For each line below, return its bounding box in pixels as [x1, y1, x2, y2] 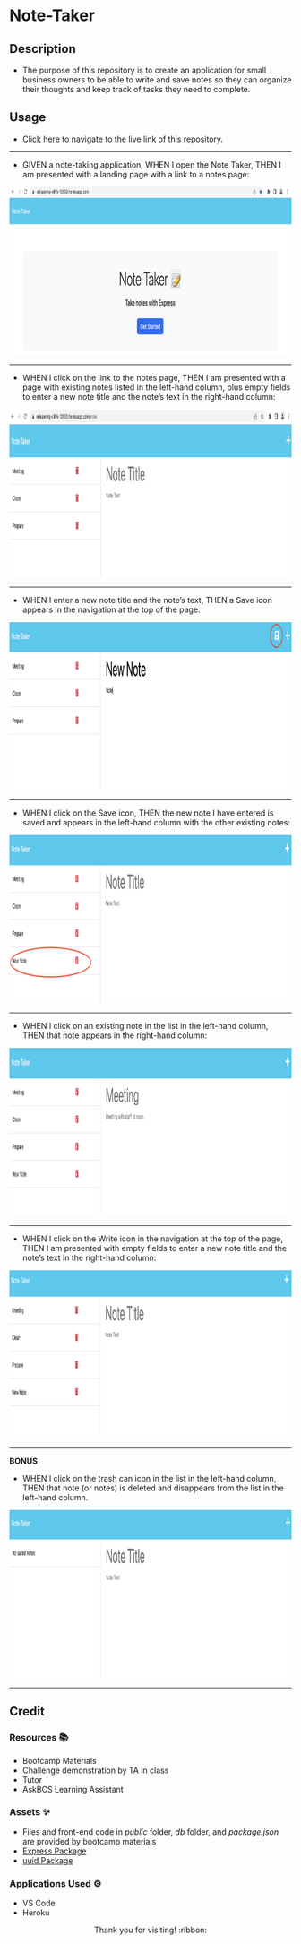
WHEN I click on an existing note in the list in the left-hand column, [21, 1020, 269, 1031]
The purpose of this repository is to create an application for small [21, 65, 267, 75]
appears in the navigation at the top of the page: [21, 604, 201, 615]
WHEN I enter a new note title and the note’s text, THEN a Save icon [21, 594, 273, 605]
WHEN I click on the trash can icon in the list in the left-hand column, [21, 1473, 277, 1483]
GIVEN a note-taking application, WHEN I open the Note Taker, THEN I [21, 159, 282, 170]
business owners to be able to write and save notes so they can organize [21, 74, 292, 85]
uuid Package [21, 1854, 73, 1865]
